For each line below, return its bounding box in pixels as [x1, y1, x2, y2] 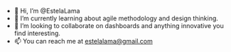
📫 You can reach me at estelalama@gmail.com [14, 37, 153, 45]
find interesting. [14, 29, 60, 37]
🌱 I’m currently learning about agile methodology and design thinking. [14, 14, 219, 22]
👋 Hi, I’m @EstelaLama [14, 7, 80, 15]
